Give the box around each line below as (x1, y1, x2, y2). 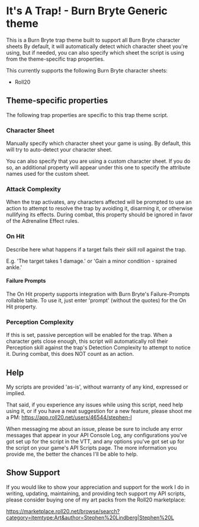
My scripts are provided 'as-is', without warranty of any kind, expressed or (6, 383, 188, 390)
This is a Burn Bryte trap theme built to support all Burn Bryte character (6, 36, 181, 43)
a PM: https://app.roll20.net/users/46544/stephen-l (6, 414, 132, 421)
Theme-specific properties (6, 96, 108, 106)
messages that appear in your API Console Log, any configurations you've (6, 431, 188, 438)
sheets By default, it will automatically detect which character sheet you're (6, 43, 188, 50)
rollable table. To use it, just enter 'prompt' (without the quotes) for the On (6, 296, 187, 304)
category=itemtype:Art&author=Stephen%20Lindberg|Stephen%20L (6, 514, 175, 521)
